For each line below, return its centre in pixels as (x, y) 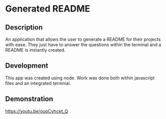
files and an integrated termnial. (38, 83)
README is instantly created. (35, 50)
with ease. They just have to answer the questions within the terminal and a (83, 45)
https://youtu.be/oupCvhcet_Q (37, 111)
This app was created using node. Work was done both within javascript (80, 78)
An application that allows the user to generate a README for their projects (83, 39)
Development (27, 66)
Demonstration (29, 99)
